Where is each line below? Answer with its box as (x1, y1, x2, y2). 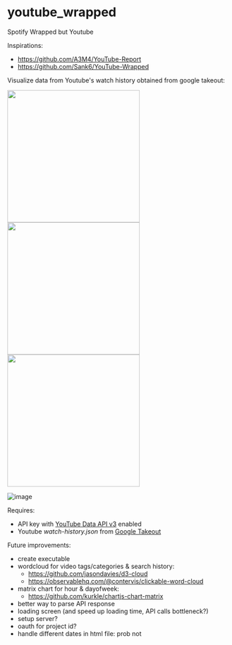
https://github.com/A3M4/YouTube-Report (17, 54, 142, 63)
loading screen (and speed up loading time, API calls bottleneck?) (17, 607, 209, 615)
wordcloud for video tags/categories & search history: (17, 562, 175, 570)
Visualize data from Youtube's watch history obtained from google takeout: (7, 75, 226, 85)
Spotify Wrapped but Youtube (7, 27, 94, 36)
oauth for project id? (17, 622, 77, 630)
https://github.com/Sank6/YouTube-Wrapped (17, 62, 149, 70)
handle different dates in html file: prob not (17, 629, 142, 638)
